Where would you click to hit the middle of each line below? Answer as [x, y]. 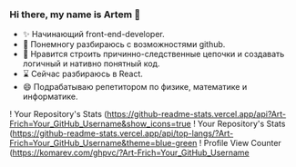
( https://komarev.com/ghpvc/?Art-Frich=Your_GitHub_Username [129, 152]
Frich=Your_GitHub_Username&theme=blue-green [103, 143]
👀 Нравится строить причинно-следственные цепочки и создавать [153, 54]
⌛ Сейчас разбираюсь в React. [83, 74]
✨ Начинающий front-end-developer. [94, 34]
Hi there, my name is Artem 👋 [75, 15]
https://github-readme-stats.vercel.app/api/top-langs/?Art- [123, 133]
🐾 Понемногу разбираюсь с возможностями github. [124, 44]
